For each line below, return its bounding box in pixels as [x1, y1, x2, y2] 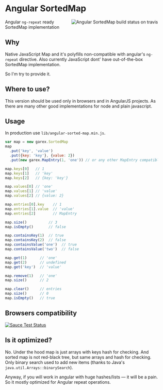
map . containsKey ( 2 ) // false [5, 238, 66, 243]
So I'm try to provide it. [5, 71, 51, 77]
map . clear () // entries [5, 286, 62, 292]
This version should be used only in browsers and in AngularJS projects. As [5, 98, 156, 104]
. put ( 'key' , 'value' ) [9, 149, 53, 154]
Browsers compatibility [5, 309, 77, 318]
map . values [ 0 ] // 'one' [5, 184, 53, 189]
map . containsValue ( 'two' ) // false [5, 247, 79, 251]
